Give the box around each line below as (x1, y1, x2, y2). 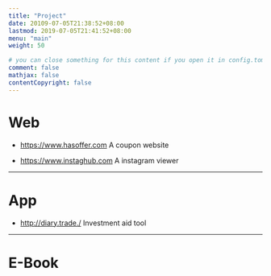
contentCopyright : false (8, 78, 92, 87)
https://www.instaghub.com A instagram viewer (19, 155, 179, 165)
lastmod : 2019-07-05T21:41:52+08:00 (8, 27, 131, 35)
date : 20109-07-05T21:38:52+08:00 (8, 19, 125, 27)
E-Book (8, 253, 59, 272)
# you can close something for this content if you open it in (8, 56, 226, 64)
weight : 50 (8, 42, 45, 50)
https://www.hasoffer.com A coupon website (19, 140, 169, 150)
